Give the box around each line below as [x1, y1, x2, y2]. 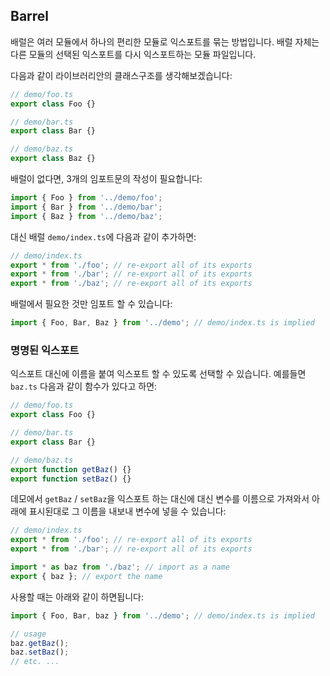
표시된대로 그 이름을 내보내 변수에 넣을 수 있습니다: [28, 505, 227, 518]
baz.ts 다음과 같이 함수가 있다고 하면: [10, 380, 158, 393]
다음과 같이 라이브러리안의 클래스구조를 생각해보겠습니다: [10, 69, 233, 81]
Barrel [10, 8, 50, 25]
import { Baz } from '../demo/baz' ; [10, 211, 163, 221]
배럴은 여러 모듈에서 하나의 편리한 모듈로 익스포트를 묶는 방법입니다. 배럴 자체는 [10, 35, 320, 48]
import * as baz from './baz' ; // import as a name [10, 562, 230, 573]
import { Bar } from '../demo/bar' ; [10, 202, 163, 212]
